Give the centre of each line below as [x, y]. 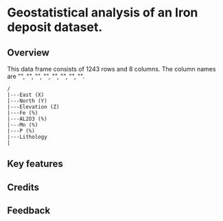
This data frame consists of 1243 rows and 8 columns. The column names [111, 69]
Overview [28, 53]
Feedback [29, 211]
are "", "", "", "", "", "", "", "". [46, 76]
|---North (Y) [27, 101]
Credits [23, 187]
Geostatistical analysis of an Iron [103, 13]
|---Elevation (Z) [33, 107]
